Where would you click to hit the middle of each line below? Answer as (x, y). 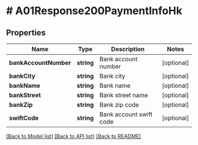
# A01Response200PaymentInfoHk (94, 11)
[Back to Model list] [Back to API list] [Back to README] (74, 136)
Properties (26, 33)
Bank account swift (126, 114)
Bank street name (124, 95)
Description (128, 49)
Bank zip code (119, 105)
